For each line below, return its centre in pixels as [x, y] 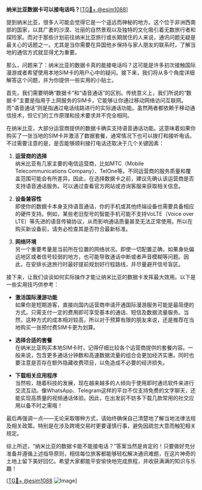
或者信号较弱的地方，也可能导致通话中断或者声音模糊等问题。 [107, 257]
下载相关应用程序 [36, 375]
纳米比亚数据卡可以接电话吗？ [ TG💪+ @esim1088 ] [67, 9]
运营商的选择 [31, 156]
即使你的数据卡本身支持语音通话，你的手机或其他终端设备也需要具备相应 [104, 206]
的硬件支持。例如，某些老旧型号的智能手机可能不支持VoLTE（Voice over [104, 214]
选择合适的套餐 [33, 340]
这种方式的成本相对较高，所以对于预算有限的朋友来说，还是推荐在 [107, 320]
